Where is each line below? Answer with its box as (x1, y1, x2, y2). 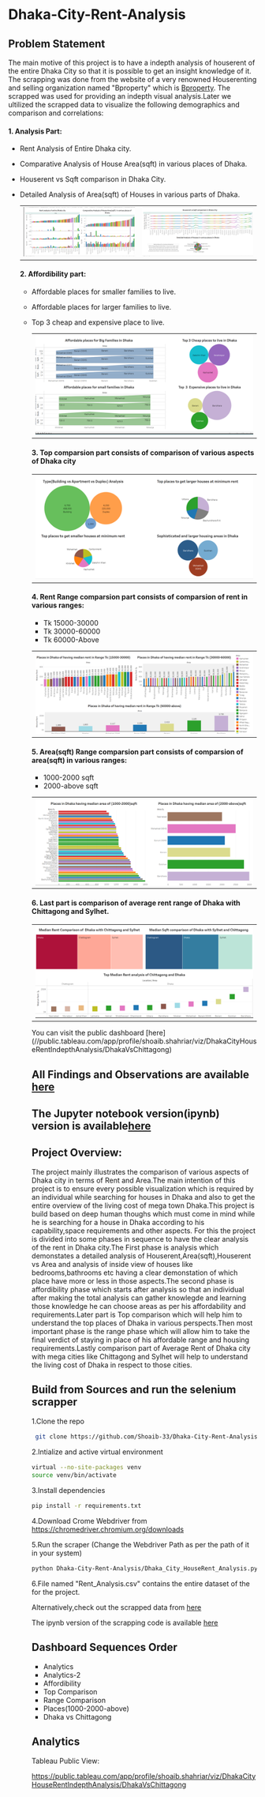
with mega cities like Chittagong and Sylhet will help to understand (31, 1352, 248, 1361)
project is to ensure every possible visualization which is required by (31, 1183, 254, 1194)
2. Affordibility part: (19, 269, 87, 279)
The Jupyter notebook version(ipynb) (31, 1107, 220, 1121)
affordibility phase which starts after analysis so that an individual (31, 1284, 244, 1294)
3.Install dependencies (31, 1486, 106, 1495)
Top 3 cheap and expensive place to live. (31, 318, 165, 327)
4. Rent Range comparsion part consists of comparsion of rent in (31, 592, 248, 602)
